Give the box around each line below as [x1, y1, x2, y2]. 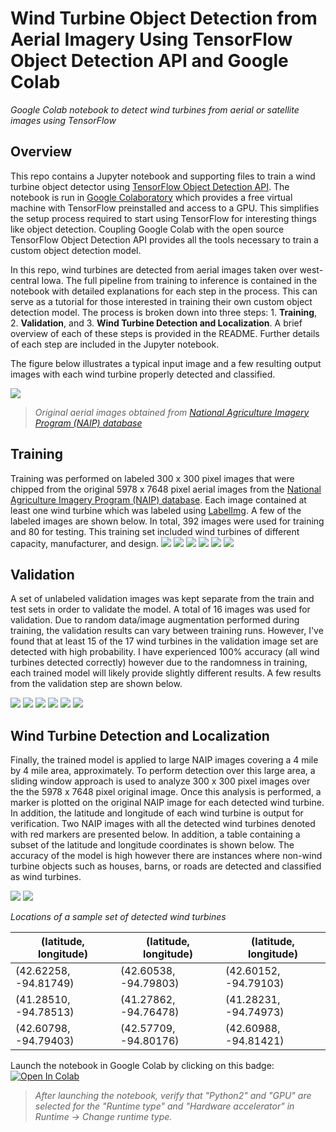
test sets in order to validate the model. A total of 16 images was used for [10, 603, 311, 616]
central [10, 274, 40, 286]
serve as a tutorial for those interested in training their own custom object [10, 295, 313, 307]
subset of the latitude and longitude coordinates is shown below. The [10, 839, 295, 851]
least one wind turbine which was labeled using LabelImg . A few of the [10, 504, 302, 516]
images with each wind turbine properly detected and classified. [10, 368, 276, 380]
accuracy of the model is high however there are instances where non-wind [10, 850, 323, 862]
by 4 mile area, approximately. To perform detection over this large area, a [10, 765, 316, 777]
